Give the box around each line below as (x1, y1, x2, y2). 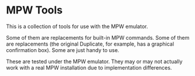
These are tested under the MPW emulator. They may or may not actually (6, 58, 183, 65)
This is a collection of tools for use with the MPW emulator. (6, 23, 148, 30)
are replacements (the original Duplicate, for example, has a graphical (6, 40, 175, 47)
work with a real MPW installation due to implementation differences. (6, 64, 172, 71)
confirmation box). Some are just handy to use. (6, 46, 119, 53)
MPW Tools (6, 4, 63, 17)
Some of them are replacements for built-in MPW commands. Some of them (6, 34, 190, 41)
